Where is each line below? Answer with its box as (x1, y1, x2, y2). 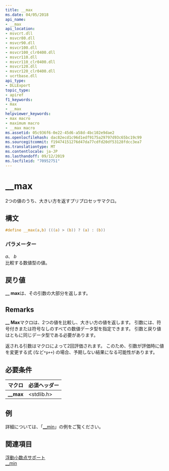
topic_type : (5, 87, 30, 93)
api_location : (5, 26, 36, 31)
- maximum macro (5, 120, 40, 126)
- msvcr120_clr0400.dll (5, 69, 56, 74)
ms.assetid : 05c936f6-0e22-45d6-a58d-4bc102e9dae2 (5, 130, 115, 135)
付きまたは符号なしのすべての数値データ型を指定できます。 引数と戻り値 (9, 326, 161, 332)
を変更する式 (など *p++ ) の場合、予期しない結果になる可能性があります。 (5, 349, 158, 355)
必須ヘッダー (28, 382, 59, 389)
